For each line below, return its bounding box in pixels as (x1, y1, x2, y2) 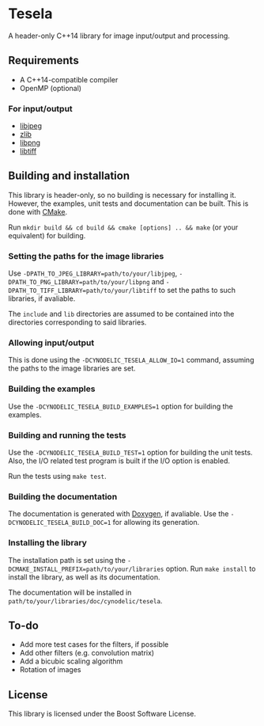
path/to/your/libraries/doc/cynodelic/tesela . (8, 595, 163, 606)
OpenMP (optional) (19, 83, 81, 93)
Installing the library (8, 538, 87, 549)
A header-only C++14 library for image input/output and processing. (8, 31, 231, 40)
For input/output (8, 103, 73, 114)
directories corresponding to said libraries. (8, 317, 147, 327)
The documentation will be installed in (8, 587, 132, 597)
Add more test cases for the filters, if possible (19, 640, 169, 649)
